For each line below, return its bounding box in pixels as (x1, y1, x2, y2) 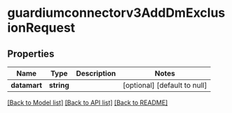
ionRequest (7, 20, 76, 36)
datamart (11, 81, 43, 90)
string (48, 81, 69, 90)
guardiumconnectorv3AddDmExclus (7, 5, 226, 21)
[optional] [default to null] (122, 81, 207, 90)
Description (76, 69, 116, 78)
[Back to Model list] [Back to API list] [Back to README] (7, 98, 168, 107)
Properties (7, 48, 55, 60)
